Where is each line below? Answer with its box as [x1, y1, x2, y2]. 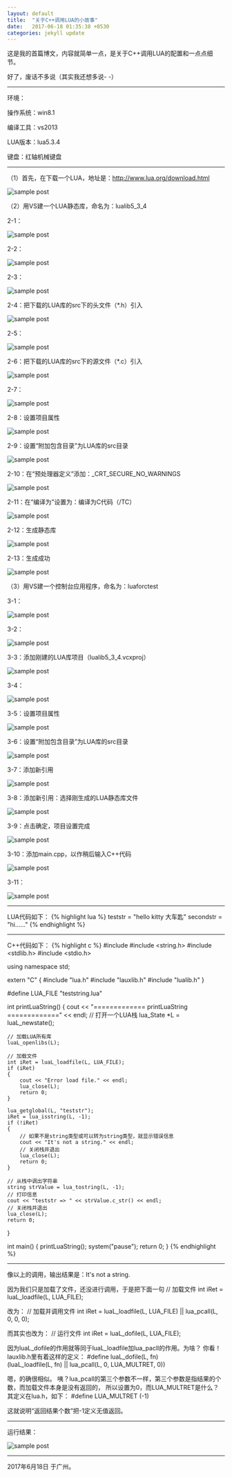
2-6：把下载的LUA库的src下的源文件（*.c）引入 [7, 357, 143, 365]
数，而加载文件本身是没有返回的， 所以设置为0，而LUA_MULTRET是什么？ [7, 1384, 220, 1392]
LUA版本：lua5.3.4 [7, 138, 61, 146]
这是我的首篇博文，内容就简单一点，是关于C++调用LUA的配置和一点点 [7, 49, 207, 57]
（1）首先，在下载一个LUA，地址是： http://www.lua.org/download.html [7, 174, 210, 182]
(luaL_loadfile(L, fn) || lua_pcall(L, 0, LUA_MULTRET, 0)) [7, 1361, 166, 1369]
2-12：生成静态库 [7, 526, 57, 534]
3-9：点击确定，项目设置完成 [7, 822, 90, 831]
